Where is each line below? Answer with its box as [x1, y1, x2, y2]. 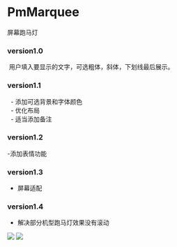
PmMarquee [7, 4, 80, 20]
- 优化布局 [10, 106, 40, 114]
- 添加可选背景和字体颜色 [10, 97, 83, 105]
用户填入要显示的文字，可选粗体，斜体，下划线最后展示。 [8, 63, 174, 71]
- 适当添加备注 [10, 114, 52, 123]
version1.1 [7, 81, 42, 91]
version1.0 [7, 46, 44, 56]
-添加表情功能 [7, 149, 47, 158]
